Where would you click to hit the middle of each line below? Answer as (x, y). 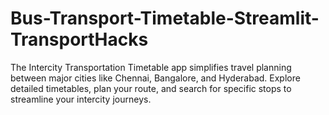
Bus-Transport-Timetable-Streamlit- (165, 18)
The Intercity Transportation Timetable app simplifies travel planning (151, 67)
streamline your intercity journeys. (81, 99)
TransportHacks (79, 39)
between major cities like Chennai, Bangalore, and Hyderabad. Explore (155, 78)
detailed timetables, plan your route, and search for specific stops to (151, 88)
